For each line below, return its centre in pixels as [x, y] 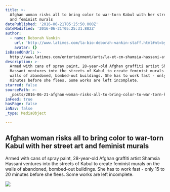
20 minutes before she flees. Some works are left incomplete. [70, 174]
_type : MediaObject [26, 113]
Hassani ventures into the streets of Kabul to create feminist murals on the [83, 163]
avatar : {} [26, 47]
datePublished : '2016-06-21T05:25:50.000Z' [52, 24]
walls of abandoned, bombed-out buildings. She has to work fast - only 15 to [85, 169]
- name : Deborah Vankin [35, 38]
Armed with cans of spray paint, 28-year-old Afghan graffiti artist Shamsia [83, 158]
